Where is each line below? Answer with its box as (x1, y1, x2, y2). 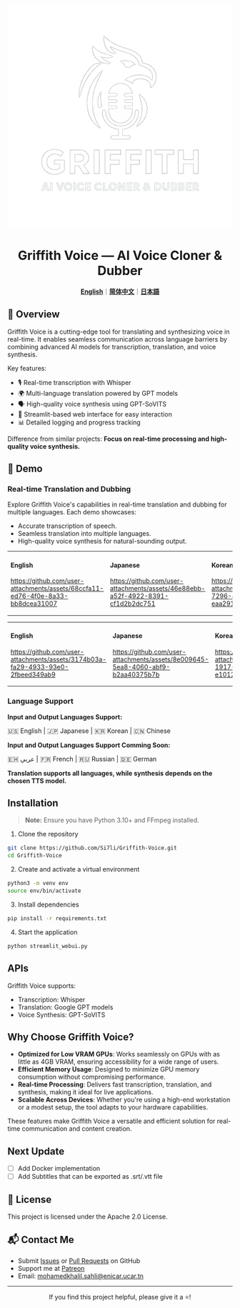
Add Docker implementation (17, 1164, 101, 1173)
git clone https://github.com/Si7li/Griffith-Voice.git (7, 844, 177, 852)
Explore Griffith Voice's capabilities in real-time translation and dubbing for (7, 500, 227, 509)
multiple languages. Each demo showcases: (7, 508, 137, 516)
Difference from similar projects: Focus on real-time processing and (7, 434, 209, 443)
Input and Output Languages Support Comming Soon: (7, 741, 171, 749)
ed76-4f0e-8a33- (10, 591, 69, 601)
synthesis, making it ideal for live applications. (17, 1088, 154, 1097)
